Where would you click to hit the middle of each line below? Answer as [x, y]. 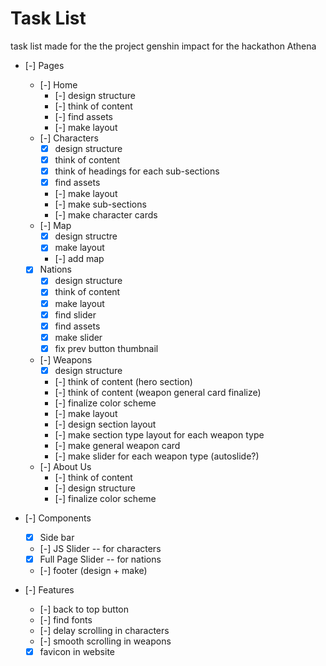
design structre [86, 236]
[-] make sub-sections [100, 204]
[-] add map [79, 259]
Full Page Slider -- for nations [100, 559]
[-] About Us [65, 466]
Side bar [57, 537]
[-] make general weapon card [117, 445]
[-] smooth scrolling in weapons [105, 641]
